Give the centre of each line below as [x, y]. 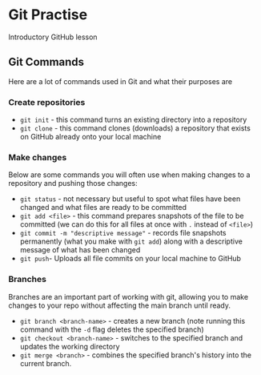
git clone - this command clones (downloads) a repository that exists [135, 128]
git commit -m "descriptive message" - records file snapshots [123, 233]
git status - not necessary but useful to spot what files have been [130, 199]
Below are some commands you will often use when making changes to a [129, 175]
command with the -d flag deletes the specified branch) [112, 329]
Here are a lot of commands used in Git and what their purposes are [120, 81]
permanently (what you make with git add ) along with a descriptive [131, 241]
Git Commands [46, 62]
